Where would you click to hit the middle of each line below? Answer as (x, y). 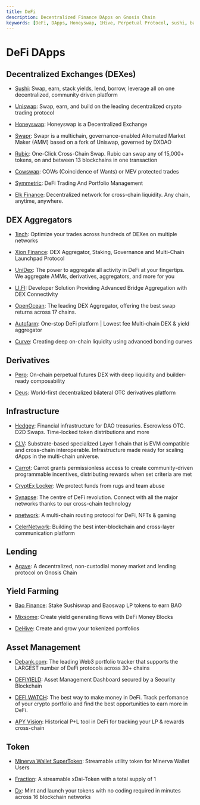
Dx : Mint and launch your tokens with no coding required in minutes (98, 791)
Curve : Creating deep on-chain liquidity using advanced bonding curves (103, 342)
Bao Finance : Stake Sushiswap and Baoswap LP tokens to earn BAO (98, 605)
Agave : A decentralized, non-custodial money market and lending (95, 566)
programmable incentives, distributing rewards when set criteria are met (103, 474)
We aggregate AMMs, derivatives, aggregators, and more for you (95, 276)
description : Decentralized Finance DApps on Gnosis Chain (81, 17)
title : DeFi (21, 12)
